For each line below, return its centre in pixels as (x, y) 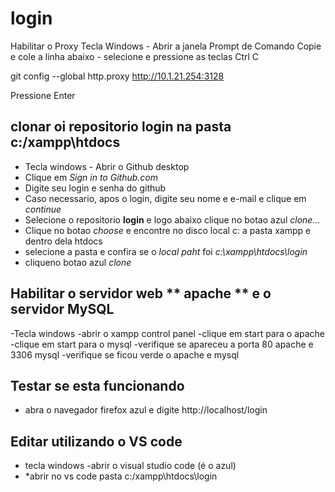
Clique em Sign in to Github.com (91, 177)
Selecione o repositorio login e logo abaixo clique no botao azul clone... (172, 219)
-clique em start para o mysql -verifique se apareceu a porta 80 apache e (162, 344)
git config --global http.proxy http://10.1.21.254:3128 (117, 76)
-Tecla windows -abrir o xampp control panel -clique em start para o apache (167, 333)
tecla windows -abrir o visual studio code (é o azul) (130, 466)
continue (43, 209)
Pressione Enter (43, 95)
